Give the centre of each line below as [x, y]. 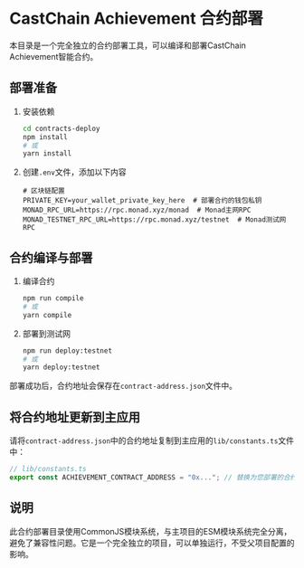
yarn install [47, 154]
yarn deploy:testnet [61, 367]
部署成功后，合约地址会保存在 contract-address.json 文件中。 [123, 386]
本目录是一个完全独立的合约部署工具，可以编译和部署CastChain [128, 45]
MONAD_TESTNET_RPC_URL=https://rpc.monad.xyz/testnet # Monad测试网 [154, 220]
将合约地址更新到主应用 [75, 417]
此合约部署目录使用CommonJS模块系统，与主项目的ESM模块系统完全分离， [151, 531]
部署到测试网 [46, 333]
